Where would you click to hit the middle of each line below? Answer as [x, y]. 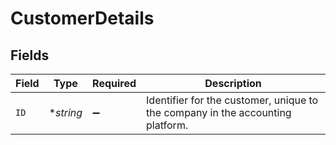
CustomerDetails [82, 18]
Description [233, 83]
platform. [167, 125]
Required [114, 83]
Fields [30, 55]
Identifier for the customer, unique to [232, 100]
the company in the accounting [219, 112]
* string [65, 112]
